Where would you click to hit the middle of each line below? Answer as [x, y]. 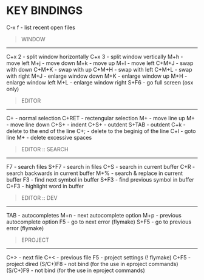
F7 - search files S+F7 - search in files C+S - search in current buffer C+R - [101, 166]
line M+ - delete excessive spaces [49, 137]
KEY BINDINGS [45, 11]
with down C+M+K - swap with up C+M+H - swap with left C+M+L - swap [99, 69]
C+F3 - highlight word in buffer [45, 186]
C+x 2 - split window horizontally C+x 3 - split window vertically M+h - [95, 56]
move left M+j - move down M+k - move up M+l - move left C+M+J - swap [100, 63]
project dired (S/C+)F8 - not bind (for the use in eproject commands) [92, 264]
